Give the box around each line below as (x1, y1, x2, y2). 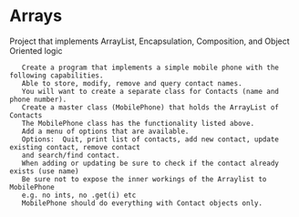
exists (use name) (9, 166, 79, 176)
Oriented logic (9, 45, 63, 56)
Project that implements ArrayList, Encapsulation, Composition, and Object (9, 36, 290, 46)
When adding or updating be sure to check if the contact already (21, 159, 280, 168)
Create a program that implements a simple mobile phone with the (21, 63, 280, 72)
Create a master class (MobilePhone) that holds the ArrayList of (21, 102, 280, 112)
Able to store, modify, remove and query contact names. (21, 78, 243, 88)
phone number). (9, 95, 67, 104)
